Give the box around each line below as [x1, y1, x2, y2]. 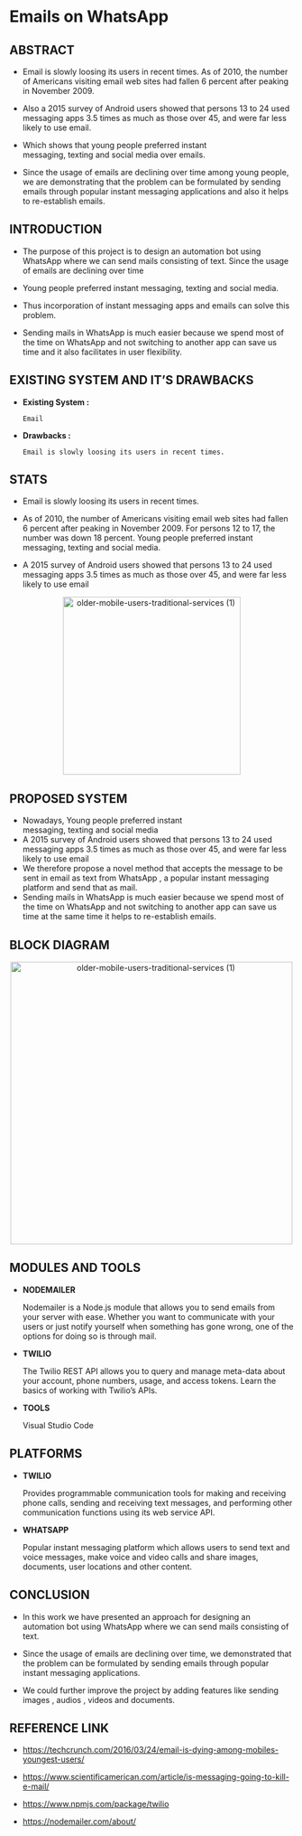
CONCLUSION [9, 1587, 90, 1603]
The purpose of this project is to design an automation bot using [22, 246, 261, 257]
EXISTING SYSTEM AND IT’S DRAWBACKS [9, 372, 254, 388]
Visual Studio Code [22, 1419, 95, 1430]
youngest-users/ [22, 1754, 85, 1765]
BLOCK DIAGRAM [9, 937, 110, 953]
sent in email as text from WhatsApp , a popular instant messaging [22, 872, 270, 883]
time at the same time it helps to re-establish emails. [22, 911, 216, 922]
